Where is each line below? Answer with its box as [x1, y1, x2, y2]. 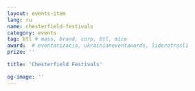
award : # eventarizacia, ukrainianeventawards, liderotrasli [7, 42, 189, 49]
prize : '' [7, 49, 36, 56]
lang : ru [7, 17, 32, 23]
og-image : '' [7, 73, 45, 80]
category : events [7, 29, 57, 37]
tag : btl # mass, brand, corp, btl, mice [7, 36, 128, 43]
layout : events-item [7, 10, 67, 17]
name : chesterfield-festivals [7, 23, 94, 30]
